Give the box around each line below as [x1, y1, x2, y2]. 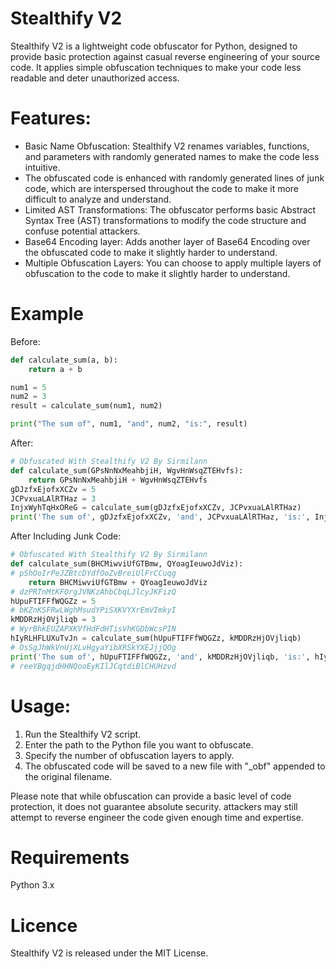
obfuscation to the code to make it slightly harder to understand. [24, 267, 291, 279]
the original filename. [24, 770, 113, 782]
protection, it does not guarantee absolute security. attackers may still [10, 800, 298, 812]
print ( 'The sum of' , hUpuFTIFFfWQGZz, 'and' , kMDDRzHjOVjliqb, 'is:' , [10, 652, 311, 662]
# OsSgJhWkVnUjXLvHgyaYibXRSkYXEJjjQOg [10, 642, 177, 652]
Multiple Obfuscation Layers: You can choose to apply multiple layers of [24, 257, 322, 269]
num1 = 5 [10, 382, 47, 392]
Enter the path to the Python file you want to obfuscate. [24, 738, 254, 751]
